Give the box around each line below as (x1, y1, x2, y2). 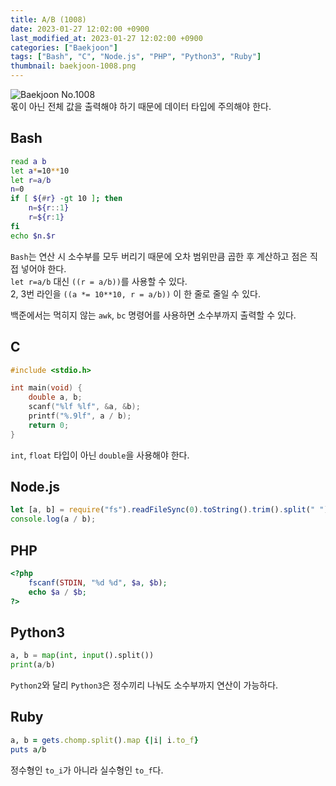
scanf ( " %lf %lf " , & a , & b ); (28, 402, 141, 412)
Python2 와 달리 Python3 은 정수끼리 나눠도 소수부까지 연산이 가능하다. (10, 679, 279, 691)
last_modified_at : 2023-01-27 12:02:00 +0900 (10, 33, 203, 43)
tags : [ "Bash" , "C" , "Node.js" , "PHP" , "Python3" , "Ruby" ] (10, 52, 262, 62)
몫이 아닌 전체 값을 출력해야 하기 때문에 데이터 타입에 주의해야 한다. (10, 101, 272, 112)
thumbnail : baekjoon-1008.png (10, 61, 137, 71)
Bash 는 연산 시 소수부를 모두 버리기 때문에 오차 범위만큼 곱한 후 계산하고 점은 (10, 250, 308, 262)
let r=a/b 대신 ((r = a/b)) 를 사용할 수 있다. (10, 275, 188, 287)
